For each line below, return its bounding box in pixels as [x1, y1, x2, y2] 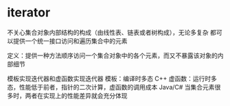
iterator [7, 5, 51, 21]
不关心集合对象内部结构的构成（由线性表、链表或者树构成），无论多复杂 [7, 28, 209, 36]
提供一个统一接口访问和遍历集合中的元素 [12, 36, 128, 45]
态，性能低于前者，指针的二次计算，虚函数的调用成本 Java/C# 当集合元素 [7, 83, 215, 91]
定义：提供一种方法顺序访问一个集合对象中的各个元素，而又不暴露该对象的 [7, 51, 218, 59]
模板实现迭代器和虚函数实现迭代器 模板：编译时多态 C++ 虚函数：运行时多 [7, 74, 218, 83]
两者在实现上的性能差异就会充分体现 [25, 91, 128, 100]
